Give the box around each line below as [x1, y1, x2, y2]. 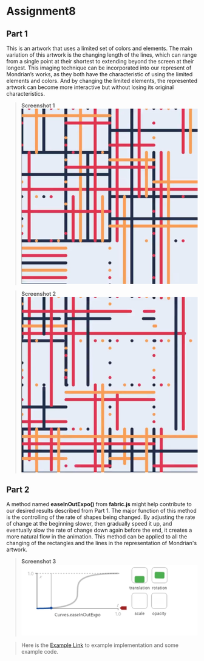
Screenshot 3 [21, 558, 56, 565]
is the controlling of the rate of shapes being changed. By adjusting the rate [6, 513, 195, 521]
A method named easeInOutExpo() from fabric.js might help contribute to [6, 501, 192, 508]
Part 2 [6, 484, 30, 495]
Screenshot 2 [21, 290, 56, 298]
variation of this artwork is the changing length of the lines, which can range [6, 51, 197, 59]
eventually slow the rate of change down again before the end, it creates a [6, 526, 192, 534]
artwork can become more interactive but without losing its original [6, 84, 174, 91]
